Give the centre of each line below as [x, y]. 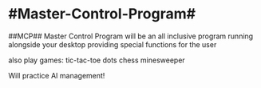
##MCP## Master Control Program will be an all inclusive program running [131, 36]
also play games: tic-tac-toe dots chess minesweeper [97, 60]
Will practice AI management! [57, 75]
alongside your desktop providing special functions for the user [113, 44]
